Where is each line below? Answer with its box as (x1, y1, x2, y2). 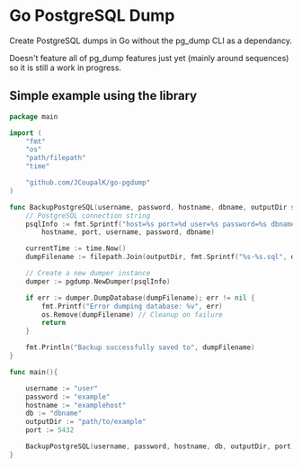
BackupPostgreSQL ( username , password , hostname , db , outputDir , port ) (25, 442, 296, 451)
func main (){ (9, 367, 58, 376)
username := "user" (25, 383, 99, 392)
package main (9, 112, 58, 121)
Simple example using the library (9, 88, 198, 103)
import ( (9, 128, 42, 138)
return (41, 319, 67, 328)
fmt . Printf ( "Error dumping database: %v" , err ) (41, 301, 223, 310)
